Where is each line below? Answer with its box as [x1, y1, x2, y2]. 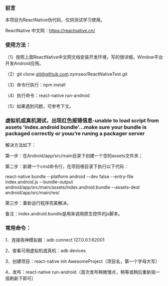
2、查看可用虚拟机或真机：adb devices [5, 248, 86, 254]
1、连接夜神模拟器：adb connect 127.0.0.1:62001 [5, 237, 105, 243]
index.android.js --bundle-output [5, 179, 73, 185]
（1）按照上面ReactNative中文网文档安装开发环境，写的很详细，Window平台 [5, 54, 163, 60]
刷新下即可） [9, 275, 36, 281]
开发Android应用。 [5, 60, 44, 66]
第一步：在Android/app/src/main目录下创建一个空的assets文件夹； [5, 152, 143, 158]
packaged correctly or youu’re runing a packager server [5, 130, 145, 137]
